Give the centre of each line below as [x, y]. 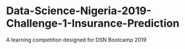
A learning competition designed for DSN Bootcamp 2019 [76, 40]
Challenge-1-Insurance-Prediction [93, 23]
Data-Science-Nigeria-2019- [79, 11]
